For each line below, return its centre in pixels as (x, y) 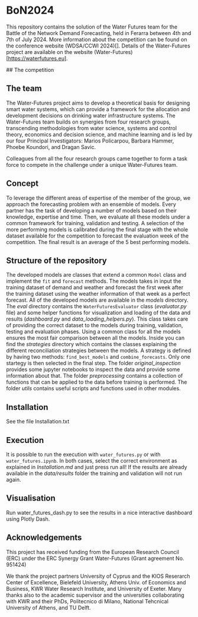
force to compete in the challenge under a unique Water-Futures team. (92, 164)
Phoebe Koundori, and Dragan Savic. (51, 147)
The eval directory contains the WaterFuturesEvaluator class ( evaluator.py (97, 306)
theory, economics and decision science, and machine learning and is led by (99, 134)
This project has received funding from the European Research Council (92, 552)
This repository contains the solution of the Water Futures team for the (92, 27)
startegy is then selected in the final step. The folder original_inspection (94, 363)
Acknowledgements (44, 538)
